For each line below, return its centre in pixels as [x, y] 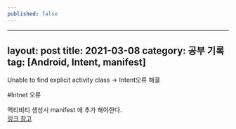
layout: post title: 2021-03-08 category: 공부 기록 [116, 51]
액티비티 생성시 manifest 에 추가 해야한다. [65, 110]
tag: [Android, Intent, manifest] [77, 62]
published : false [33, 14]
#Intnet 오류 [24, 95]
